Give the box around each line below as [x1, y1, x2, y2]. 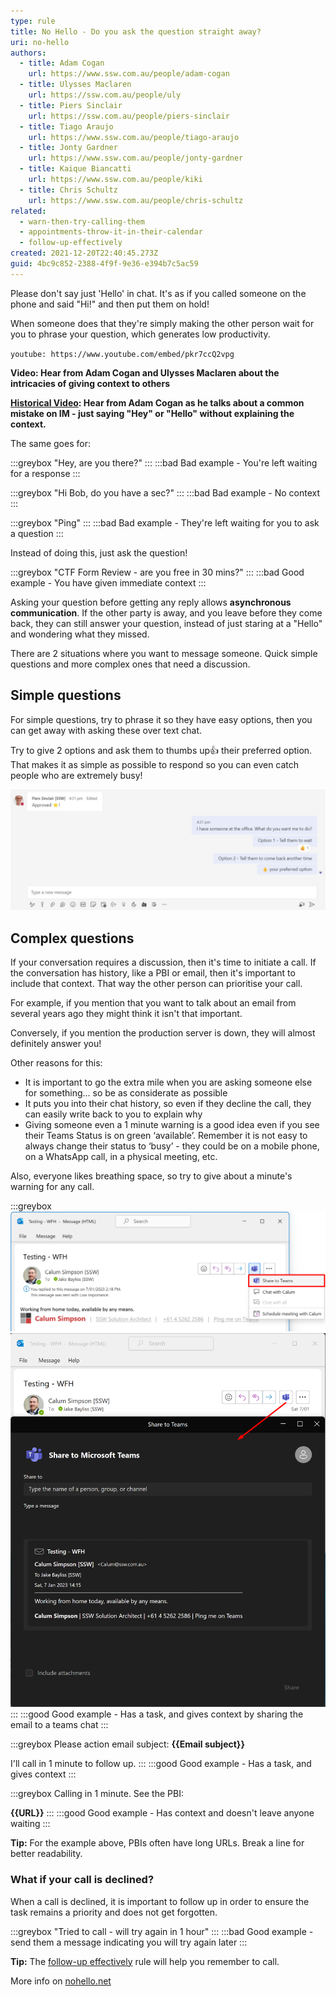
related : [10, 206, 47, 216]
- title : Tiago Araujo [19, 121, 114, 132]
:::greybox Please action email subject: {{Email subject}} [10, 1738, 245, 1750]
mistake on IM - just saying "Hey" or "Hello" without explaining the [10, 407, 295, 419]
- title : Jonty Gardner [19, 143, 118, 153]
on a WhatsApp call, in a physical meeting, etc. [24, 1151, 218, 1163]
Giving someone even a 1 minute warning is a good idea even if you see [24, 1119, 320, 1131]
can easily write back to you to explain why [24, 1108, 203, 1120]
